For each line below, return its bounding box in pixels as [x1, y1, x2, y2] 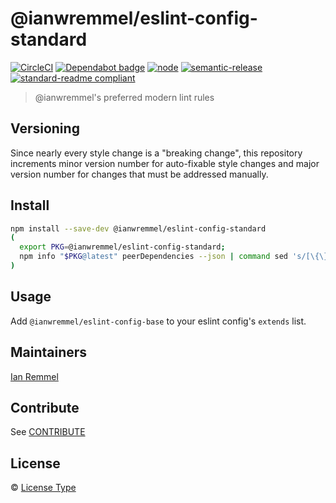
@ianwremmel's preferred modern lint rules [34, 91, 215, 103]
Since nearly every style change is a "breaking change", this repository [10, 147, 303, 159]
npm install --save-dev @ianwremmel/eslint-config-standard [10, 223, 267, 234]
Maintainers [10, 344, 88, 361]
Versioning [10, 120, 80, 137]
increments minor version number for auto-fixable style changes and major [10, 157, 320, 169]
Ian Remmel [10, 370, 59, 382]
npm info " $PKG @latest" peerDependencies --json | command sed [19, 252, 288, 262]
